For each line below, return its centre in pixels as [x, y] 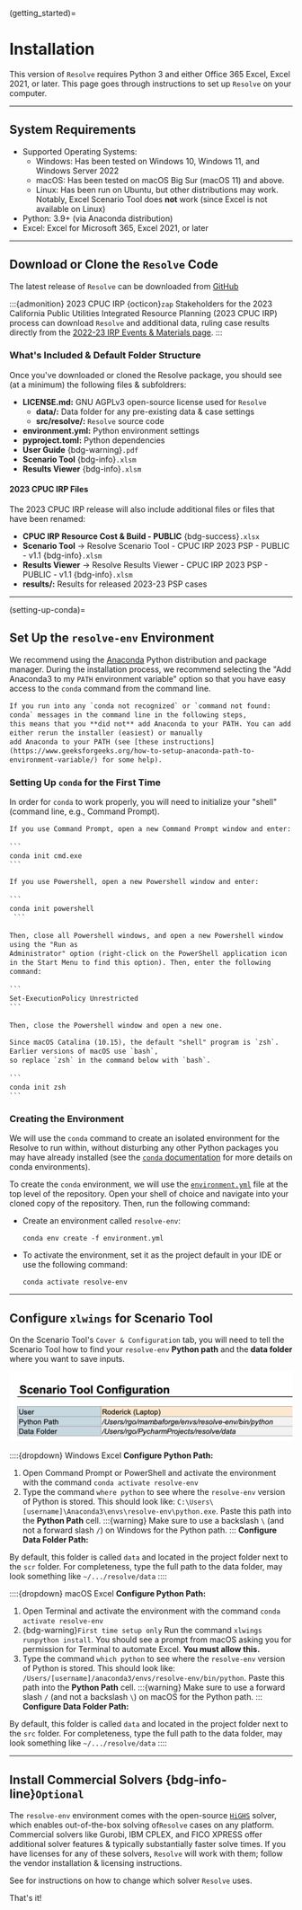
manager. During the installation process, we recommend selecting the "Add [151, 669]
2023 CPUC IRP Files [49, 490]
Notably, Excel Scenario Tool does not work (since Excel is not [151, 199]
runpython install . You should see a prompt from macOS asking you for [157, 1640]
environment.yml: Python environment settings [111, 430]
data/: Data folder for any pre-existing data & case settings [145, 411]
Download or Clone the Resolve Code [114, 265]
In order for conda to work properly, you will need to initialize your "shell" [143, 802]
